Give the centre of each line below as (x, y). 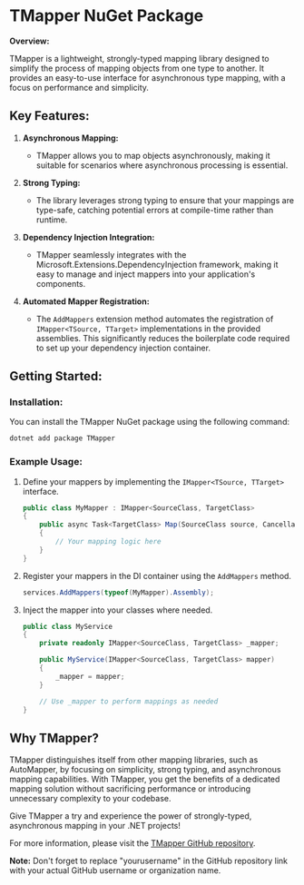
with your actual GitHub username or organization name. (115, 870)
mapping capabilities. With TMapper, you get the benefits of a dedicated (145, 779)
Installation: (36, 402)
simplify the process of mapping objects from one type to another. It (137, 68)
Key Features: (49, 116)
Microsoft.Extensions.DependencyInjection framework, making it (157, 264)
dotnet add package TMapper (63, 438)
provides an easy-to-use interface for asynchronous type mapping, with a (147, 77)
